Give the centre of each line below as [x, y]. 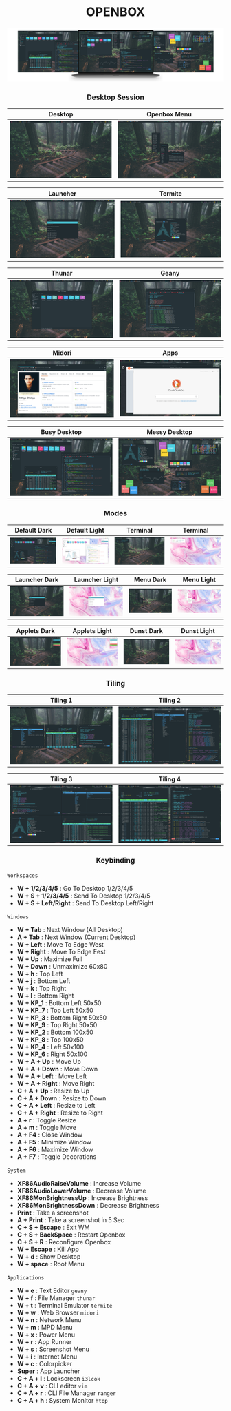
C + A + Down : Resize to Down [62, 1098]
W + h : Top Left [40, 974]
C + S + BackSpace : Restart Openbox [71, 1235]
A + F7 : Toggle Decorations [57, 1157]
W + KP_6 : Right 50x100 [52, 1054]
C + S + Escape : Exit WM [53, 1228]
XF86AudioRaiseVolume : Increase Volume [79, 1184]
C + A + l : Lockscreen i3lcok [59, 1379]
